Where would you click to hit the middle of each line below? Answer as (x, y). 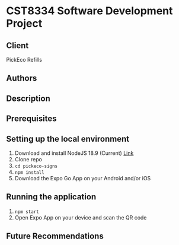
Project (24, 23)
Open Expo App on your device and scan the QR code (81, 217)
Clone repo (28, 159)
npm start (27, 212)
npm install (29, 172)
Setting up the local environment (68, 139)
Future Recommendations (55, 236)
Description (28, 98)
